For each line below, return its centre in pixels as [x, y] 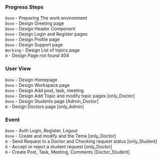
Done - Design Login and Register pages [46, 34]
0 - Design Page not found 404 [37, 56]
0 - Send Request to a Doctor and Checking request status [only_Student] [81, 141]
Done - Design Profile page [32, 39]
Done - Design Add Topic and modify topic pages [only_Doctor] [70, 96]
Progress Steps [24, 7]
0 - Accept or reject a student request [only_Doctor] [59, 146]
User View [18, 69]
